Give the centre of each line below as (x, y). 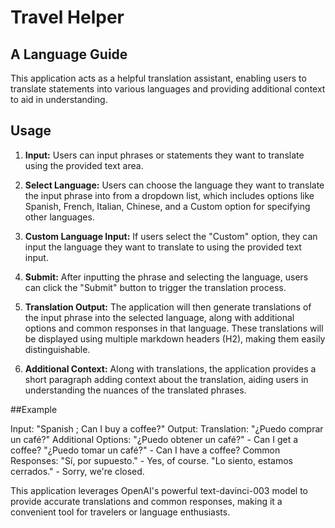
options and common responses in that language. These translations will (174, 328)
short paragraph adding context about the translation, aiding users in (166, 379)
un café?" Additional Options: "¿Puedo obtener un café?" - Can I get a (154, 439)
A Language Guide (69, 54)
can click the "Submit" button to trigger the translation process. (155, 287)
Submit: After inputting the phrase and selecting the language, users (166, 277)
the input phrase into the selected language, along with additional (159, 317)
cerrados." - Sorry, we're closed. (77, 471)
